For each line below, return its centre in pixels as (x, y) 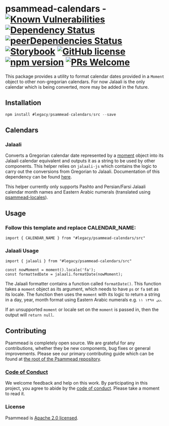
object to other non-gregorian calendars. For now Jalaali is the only (75, 82)
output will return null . (30, 315)
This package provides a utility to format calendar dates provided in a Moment (85, 76)
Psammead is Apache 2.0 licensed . (42, 418)
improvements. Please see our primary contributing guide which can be (79, 354)
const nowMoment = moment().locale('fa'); (50, 270)
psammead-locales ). (27, 198)
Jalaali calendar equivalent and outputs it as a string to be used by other (80, 161)
